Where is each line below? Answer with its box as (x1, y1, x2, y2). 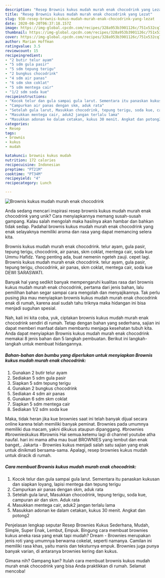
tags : (5, 131, 16, 136)
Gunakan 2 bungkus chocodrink (12, 385, 78, 391)
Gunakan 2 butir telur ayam (12, 370, 67, 376)
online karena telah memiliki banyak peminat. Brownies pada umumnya (5, 421, 149, 427)
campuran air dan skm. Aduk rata (12, 497, 80, 503)
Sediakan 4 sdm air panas (12, 390, 65, 396)
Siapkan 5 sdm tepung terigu (12, 380, 71, 386)
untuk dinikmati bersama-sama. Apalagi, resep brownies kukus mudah (5, 447, 148, 453)
